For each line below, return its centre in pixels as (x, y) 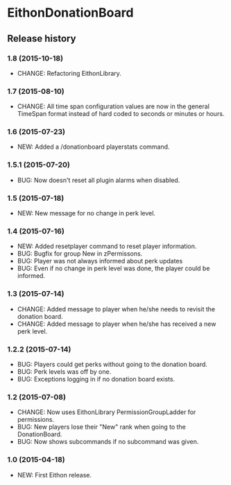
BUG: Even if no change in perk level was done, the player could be (113, 268)
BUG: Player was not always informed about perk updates (100, 261)
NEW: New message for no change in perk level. (86, 213)
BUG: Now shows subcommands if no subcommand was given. (108, 442)
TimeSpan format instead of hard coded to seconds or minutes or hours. (121, 114)
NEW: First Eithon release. (54, 475)
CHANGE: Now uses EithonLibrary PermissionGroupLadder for (106, 412)
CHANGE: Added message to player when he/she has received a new (117, 324)
